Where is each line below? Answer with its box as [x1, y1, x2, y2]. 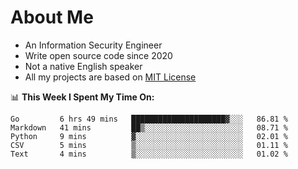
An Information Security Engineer [24, 39, 163, 51]
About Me [10, 6, 94, 29]
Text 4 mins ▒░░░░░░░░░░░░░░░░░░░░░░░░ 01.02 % [10, 149, 288, 159]
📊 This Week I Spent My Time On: [10, 91, 155, 103]
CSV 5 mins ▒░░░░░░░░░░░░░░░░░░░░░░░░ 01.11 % [10, 140, 288, 150]
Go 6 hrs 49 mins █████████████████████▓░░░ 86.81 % [10, 114, 288, 124]
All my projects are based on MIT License [24, 71, 197, 83]
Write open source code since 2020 [24, 49, 173, 61]
